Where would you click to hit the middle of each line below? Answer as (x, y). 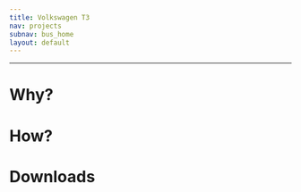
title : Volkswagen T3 (50, 17)
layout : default (39, 42)
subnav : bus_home (42, 34)
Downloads (52, 176)
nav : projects (36, 26)
